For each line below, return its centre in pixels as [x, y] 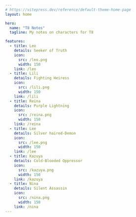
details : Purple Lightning [42, 106]
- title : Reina [25, 101]
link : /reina [27, 124]
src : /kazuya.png [36, 170]
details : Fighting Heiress [42, 78]
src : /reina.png [35, 115]
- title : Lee [23, 129]
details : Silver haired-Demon [45, 133]
